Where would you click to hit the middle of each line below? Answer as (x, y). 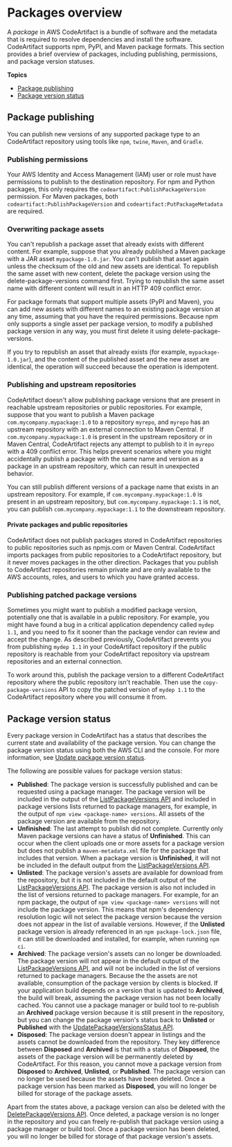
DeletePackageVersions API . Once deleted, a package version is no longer (113, 1114)
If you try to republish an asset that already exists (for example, (97, 352)
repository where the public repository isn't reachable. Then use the (104, 682)
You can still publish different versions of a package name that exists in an (113, 487)
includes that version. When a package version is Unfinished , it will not (119, 857)
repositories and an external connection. (65, 661)
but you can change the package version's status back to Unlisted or (116, 1020)
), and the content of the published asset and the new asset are (119, 359)
